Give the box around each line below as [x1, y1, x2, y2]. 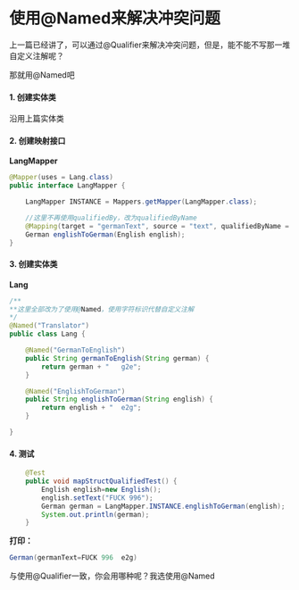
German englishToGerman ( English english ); [25, 229, 186, 239]
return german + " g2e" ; [41, 362, 142, 371]
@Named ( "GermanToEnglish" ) [25, 345, 126, 355]
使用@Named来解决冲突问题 [9, 8, 220, 29]
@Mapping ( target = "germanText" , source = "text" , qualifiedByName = [25, 221, 290, 230]
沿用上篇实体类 [9, 113, 64, 124]
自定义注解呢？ [9, 50, 64, 61]
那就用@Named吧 [9, 69, 75, 80]
